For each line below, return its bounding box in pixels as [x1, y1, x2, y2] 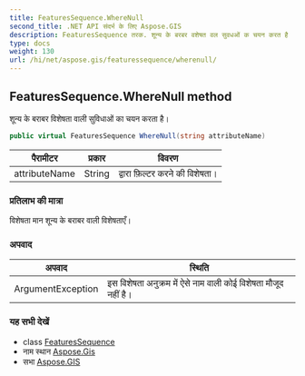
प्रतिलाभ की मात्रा [9, 194, 64, 207]
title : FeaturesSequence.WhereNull [9, 13, 144, 23]
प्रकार [87, 152, 106, 164]
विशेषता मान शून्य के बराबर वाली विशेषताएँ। [9, 214, 132, 225]
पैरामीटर [31, 152, 58, 164]
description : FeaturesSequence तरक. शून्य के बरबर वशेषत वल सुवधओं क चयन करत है [9, 30, 289, 39]
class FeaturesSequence [22, 336, 115, 347]
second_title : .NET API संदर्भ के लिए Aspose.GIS [9, 22, 182, 31]
